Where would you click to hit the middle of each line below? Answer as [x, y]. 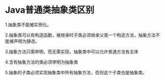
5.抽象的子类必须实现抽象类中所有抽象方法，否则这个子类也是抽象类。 [76, 72]
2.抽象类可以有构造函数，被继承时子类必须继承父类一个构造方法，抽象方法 [81, 35]
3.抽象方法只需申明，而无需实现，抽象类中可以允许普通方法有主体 [72, 52]
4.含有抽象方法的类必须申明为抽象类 [42, 62]
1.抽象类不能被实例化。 [28, 25]
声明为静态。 [27, 41]
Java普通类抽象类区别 [50, 10]
